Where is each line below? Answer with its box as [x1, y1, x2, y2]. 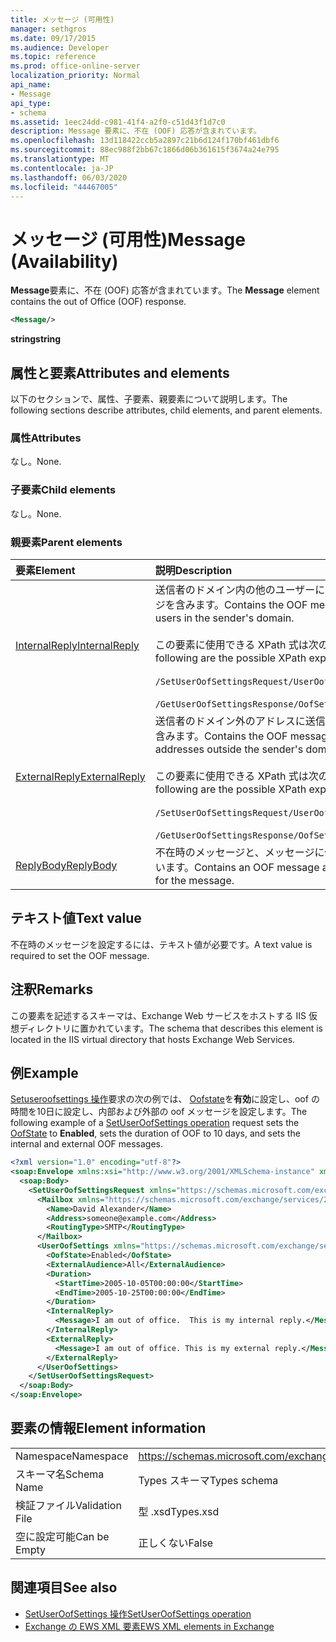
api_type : [10, 98, 52, 108]
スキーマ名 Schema [15, 1467, 105, 1481]
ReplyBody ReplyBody [15, 858, 118, 872]
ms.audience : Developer [10, 42, 110, 53]
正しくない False [138, 1536, 214, 1550]
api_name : [10, 80, 52, 90]
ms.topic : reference [10, 52, 97, 62]
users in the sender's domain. [154, 611, 295, 625]
